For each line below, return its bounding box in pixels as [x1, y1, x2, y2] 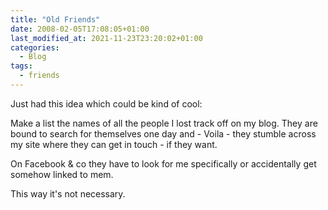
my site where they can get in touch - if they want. [10, 138, 218, 150]
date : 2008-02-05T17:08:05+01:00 [10, 24, 150, 34]
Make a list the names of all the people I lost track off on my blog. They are [10, 117, 318, 129]
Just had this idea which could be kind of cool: [10, 97, 203, 110]
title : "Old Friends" [10, 14, 101, 25]
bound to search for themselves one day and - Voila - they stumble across [10, 127, 317, 140]
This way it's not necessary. [10, 187, 126, 200]
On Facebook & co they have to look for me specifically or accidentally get [10, 157, 317, 170]
